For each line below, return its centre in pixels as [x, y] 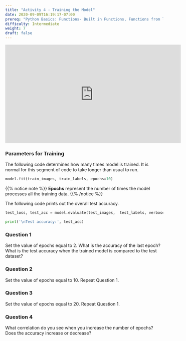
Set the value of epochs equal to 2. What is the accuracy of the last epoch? [83, 245]
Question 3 [19, 293]
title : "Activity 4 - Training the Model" [50, 10]
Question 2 [19, 269]
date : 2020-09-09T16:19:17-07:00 [40, 15]
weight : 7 [16, 29]
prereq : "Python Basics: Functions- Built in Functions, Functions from [83, 19]
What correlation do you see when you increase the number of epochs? [79, 328]
